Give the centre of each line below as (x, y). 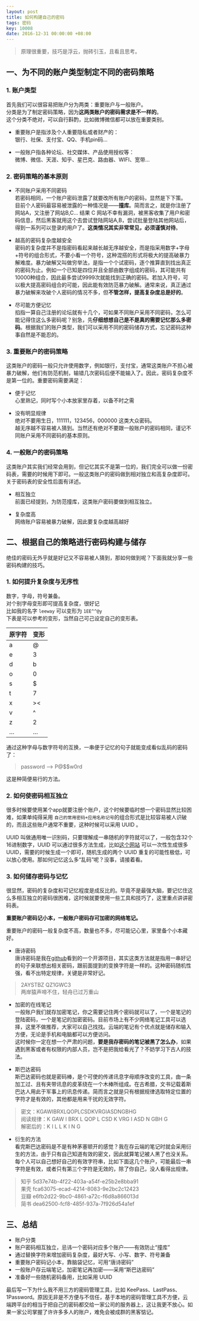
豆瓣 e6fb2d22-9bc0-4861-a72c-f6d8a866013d (80, 1197)
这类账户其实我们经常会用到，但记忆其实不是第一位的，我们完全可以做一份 (97, 466)
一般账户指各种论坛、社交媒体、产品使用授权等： (74, 152)
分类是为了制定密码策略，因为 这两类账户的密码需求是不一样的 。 (84, 112)
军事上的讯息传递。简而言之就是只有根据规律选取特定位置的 (118, 1091)
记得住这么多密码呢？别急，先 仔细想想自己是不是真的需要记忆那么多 (103, 320)
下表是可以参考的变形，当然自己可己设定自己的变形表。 (73, 618)
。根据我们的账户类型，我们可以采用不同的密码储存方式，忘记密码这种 (105, 327)
